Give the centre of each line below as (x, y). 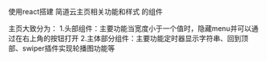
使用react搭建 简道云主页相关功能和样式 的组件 (85, 11)
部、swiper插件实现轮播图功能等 (62, 48)
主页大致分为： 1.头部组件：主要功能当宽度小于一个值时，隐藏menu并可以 (130, 29)
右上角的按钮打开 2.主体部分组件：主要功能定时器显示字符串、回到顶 (135, 38)
